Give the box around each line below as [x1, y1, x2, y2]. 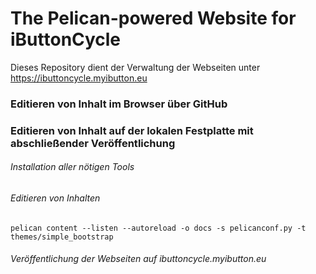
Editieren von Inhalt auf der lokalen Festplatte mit [10, 123, 254, 137]
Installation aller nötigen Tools [10, 161, 135, 173]
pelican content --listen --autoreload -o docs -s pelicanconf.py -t [10, 223, 307, 233]
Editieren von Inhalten [10, 192, 101, 204]
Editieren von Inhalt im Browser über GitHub [10, 97, 228, 111]
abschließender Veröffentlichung [10, 136, 176, 150]
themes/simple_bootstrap [10, 232, 114, 242]
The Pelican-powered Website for [10, 7, 297, 30]
